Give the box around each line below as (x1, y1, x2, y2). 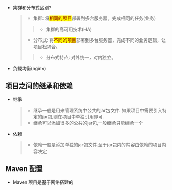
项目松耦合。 (33, 44, 60, 50)
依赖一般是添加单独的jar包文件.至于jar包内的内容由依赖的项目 (33, 141, 162, 147)
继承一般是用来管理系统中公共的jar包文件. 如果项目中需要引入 (33, 107, 162, 113)
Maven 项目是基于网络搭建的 (12, 179, 74, 185)
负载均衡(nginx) (12, 66, 46, 71)
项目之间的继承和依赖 (5, 81, 73, 91)
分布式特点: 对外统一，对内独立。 (46, 54, 116, 60)
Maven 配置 (5, 164, 43, 173)
